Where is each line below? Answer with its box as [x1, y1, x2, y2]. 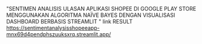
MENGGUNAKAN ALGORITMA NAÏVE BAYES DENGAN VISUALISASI [6, 11, 175, 19]
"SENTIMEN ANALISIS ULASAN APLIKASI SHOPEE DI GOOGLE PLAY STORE [6, 5, 197, 12]
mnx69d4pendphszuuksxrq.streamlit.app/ [6, 31, 111, 38]
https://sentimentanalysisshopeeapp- [6, 24, 100, 31]
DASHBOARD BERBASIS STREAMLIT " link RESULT [6, 18, 133, 25]
